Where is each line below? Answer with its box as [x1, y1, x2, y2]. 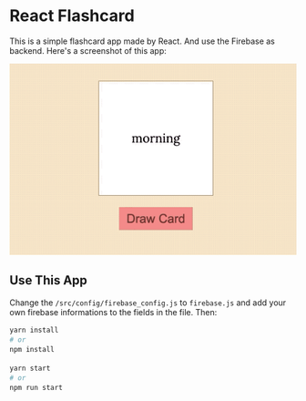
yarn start [9, 364, 51, 374]
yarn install [9, 325, 59, 334]
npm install [9, 344, 55, 354]
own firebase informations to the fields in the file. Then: [9, 306, 218, 317]
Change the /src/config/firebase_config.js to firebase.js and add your [9, 297, 287, 308]
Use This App [9, 272, 88, 288]
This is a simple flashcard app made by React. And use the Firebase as [9, 36, 275, 46]
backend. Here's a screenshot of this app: [9, 45, 167, 56]
